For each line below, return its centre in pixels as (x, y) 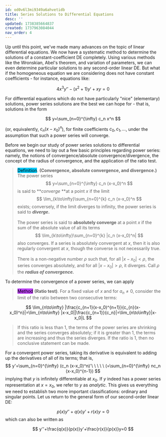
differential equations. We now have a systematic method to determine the (81, 52)
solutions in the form (26, 109)
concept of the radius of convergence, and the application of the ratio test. (81, 161)
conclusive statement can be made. (54, 343)
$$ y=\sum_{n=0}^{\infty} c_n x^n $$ (83, 118)
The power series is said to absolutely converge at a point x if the (84, 222)
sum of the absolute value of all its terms (59, 228)
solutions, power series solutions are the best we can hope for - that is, (78, 104)
